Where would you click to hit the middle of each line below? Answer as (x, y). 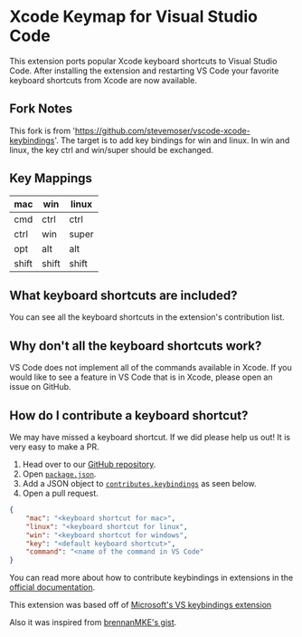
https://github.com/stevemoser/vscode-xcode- (163, 130)
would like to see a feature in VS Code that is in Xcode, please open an (141, 377)
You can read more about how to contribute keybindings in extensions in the (151, 578)
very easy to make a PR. (54, 447)
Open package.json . (59, 474)
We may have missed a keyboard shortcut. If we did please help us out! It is (150, 437)
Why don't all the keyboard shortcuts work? (136, 346)
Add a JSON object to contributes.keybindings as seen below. (139, 483)
